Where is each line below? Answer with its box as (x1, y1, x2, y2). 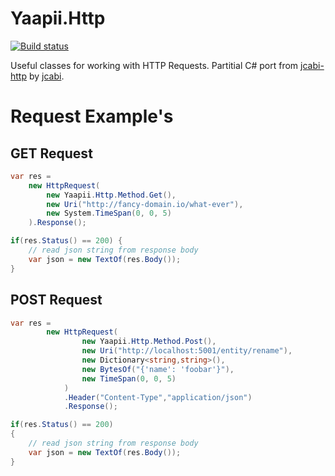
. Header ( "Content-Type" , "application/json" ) (63, 392, 253, 402)
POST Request (10, 292, 103, 309)
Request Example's (10, 105, 174, 128)
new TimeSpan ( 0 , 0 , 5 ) (81, 373, 177, 384)
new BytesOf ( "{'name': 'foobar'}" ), (81, 364, 235, 374)
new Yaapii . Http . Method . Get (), (46, 190, 177, 200)
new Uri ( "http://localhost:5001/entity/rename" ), (81, 346, 293, 356)
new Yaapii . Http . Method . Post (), (81, 337, 217, 347)
